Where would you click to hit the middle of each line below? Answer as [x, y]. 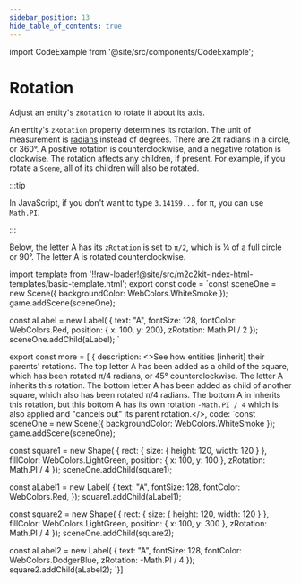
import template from [48, 274]
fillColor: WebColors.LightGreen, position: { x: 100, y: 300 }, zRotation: [138, 524]
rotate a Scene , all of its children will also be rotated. [104, 168]
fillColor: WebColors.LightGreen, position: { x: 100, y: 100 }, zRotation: [138, 460]
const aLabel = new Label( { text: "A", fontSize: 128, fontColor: [123, 321]
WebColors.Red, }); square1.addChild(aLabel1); [95, 497]
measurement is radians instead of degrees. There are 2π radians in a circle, [150, 139]
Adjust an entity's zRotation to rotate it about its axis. [107, 112]
